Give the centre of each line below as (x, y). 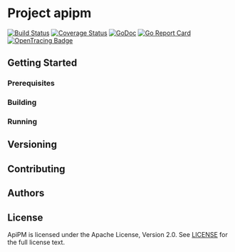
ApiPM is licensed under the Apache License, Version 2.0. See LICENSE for (117, 235)
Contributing (36, 169)
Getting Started (42, 63)
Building (22, 103)
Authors (26, 193)
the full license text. (36, 242)
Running (22, 121)
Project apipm (49, 13)
